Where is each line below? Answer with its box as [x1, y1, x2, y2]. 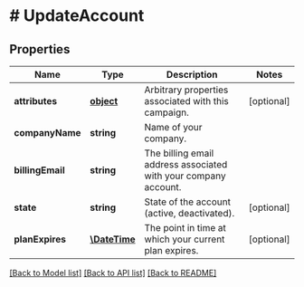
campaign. [144, 106, 190, 119]
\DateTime [90, 233, 136, 245]
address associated [144, 158, 228, 170]
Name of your [144, 121, 203, 133]
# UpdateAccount [9, 5, 145, 26]
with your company [144, 169, 226, 182]
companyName [14, 127, 81, 139]
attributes [14, 95, 57, 107]
